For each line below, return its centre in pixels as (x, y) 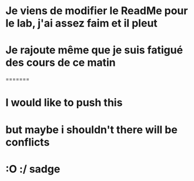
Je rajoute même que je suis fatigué (94, 50)
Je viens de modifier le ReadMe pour (97, 11)
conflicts (28, 142)
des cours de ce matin (61, 63)
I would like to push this (64, 103)
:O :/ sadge (33, 169)
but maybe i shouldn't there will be (91, 130)
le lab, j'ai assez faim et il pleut (82, 23)
